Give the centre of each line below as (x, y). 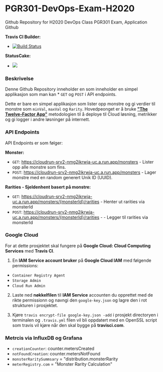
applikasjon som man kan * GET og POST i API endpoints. (61, 94)
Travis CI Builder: (23, 37)
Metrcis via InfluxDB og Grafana (44, 338)
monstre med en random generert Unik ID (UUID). (62, 177)
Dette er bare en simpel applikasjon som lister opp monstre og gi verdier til (80, 104)
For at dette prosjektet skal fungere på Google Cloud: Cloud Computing (78, 246)
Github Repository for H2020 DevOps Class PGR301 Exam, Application (76, 22)
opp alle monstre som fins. (39, 167)
